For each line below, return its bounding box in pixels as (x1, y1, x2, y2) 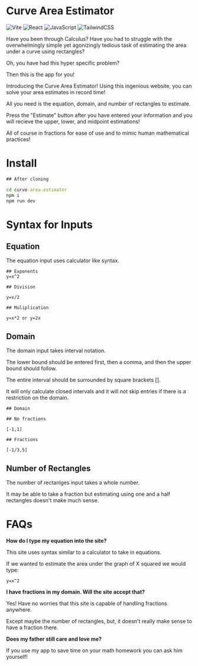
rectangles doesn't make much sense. (6, 497, 99, 504)
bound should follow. (6, 365, 57, 372)
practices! (6, 135, 31, 143)
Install (6, 157, 37, 170)
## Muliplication (6, 305, 49, 311)
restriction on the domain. (6, 394, 69, 401)
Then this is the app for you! (6, 71, 75, 78)
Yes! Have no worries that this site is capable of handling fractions (6, 600, 167, 607)
